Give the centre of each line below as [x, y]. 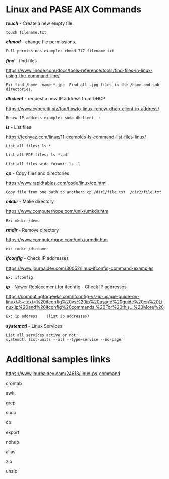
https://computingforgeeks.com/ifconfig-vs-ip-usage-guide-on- [73, 296]
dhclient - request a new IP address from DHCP [55, 98]
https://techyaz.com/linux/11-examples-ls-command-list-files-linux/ [76, 137]
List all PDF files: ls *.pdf [38, 155]
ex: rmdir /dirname [26, 249]
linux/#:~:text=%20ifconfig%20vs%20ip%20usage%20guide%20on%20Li [84, 302]
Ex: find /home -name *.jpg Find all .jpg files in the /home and [78, 85]
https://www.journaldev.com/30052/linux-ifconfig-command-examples [80, 268]
